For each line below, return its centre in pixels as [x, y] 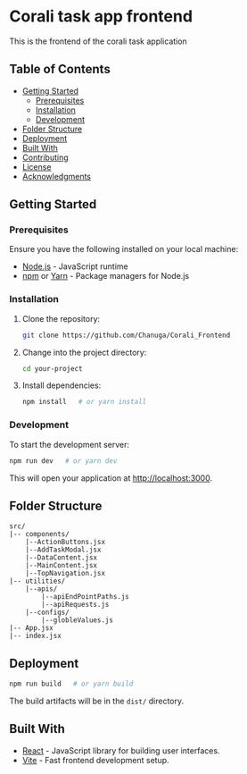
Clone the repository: [61, 318]
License [37, 166]
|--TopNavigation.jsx [65, 574]
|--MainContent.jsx [62, 566]
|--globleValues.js [78, 620]
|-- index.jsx [36, 636]
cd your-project [52, 368]
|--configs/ [47, 613]
